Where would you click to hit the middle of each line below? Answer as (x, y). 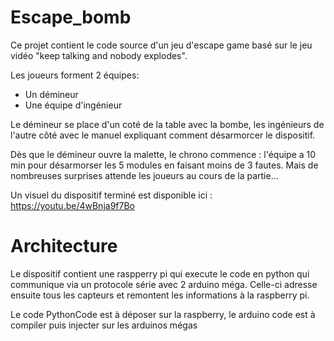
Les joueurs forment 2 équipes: (75, 75)
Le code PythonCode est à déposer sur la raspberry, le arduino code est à (163, 314)
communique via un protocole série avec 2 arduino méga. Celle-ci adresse (164, 284)
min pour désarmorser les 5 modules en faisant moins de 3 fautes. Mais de (164, 165)
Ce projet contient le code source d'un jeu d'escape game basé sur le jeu (161, 45)
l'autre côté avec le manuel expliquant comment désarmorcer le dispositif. (163, 135)
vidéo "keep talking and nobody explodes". (99, 55)
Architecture (64, 246)
